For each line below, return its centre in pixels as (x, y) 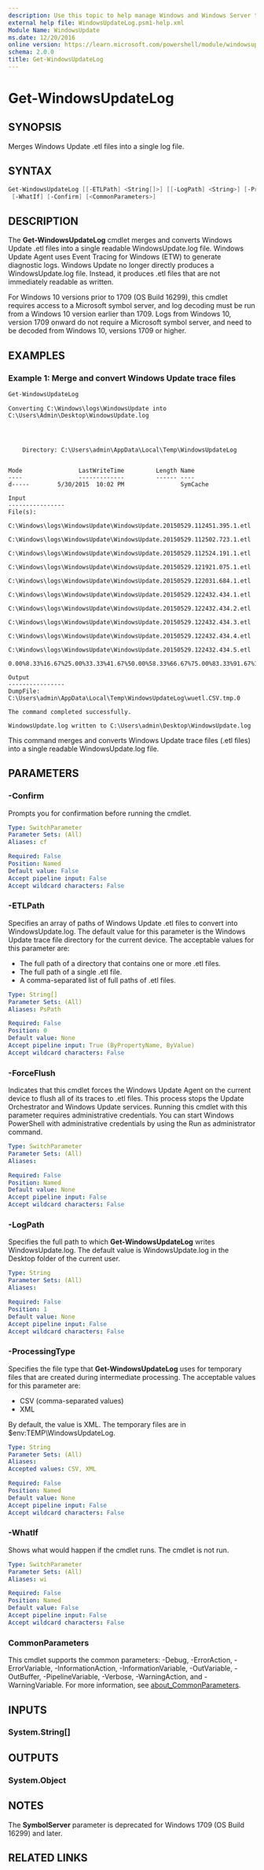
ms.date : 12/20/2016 (42, 37)
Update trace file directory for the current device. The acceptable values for (131, 939)
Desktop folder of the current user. (64, 1258)
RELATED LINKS (48, 1858)
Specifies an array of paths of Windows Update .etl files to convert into (123, 923)
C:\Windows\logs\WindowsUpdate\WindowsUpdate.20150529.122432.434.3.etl (130, 622)
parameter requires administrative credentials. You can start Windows (121, 1115)
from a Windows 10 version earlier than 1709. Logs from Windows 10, (120, 314)
